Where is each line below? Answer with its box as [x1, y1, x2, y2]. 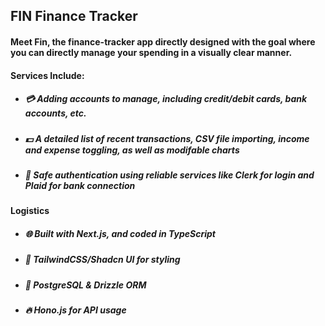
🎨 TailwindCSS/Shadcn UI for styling [24, 254, 181, 266]
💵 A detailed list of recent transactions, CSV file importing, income [24, 132, 310, 144]
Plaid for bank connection [24, 179, 136, 191]
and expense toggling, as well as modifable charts [24, 144, 240, 156]
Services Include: [10, 69, 85, 81]
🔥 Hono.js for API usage [24, 304, 127, 316]
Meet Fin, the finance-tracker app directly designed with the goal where [10, 35, 316, 48]
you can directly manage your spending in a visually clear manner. [10, 46, 293, 58]
